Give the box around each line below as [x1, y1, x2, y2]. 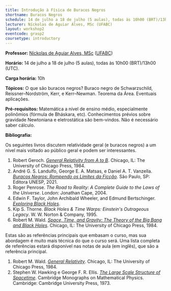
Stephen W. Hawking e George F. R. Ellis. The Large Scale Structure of [12, 269, 161, 275]
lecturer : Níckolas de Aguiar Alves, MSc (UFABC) [5, 21, 113, 27]
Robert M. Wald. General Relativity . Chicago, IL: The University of [12, 258, 150, 264]
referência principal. [5, 248, 47, 254]
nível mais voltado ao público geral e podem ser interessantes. [5, 147, 136, 153]
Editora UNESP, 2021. [12, 179, 58, 185]
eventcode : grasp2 [5, 31, 44, 36]
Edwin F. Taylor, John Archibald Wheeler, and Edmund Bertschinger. [12, 195, 156, 201]
